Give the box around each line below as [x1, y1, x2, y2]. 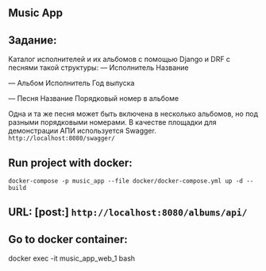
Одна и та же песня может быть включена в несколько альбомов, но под [8, 109, 259, 118]
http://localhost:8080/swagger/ [8, 134, 115, 142]
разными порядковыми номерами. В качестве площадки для [8, 118, 217, 127]
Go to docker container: [8, 232, 129, 246]
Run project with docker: [8, 156, 133, 169]
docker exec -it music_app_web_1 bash [8, 254, 136, 263]
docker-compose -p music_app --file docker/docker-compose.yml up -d [8, 177, 244, 185]
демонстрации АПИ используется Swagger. [8, 126, 156, 136]
